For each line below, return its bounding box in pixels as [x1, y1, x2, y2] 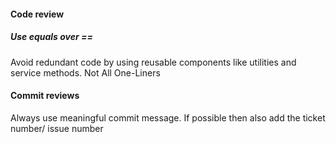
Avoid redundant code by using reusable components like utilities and [10, 56, 297, 68]
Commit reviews [10, 90, 80, 102]
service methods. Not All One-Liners [10, 66, 161, 79]
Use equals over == [10, 31, 94, 43]
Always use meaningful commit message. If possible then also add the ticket [10, 111, 326, 124]
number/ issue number [10, 122, 104, 134]
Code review [10, 8, 65, 20]
